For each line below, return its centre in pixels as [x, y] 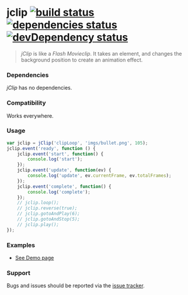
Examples [21, 245]
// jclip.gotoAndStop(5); [49, 219]
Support [19, 273]
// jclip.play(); [38, 224]
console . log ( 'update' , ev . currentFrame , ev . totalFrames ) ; [100, 176]
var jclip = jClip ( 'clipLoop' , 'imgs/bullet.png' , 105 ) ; [77, 143]
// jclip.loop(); [38, 203]
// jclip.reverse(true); [47, 208]
